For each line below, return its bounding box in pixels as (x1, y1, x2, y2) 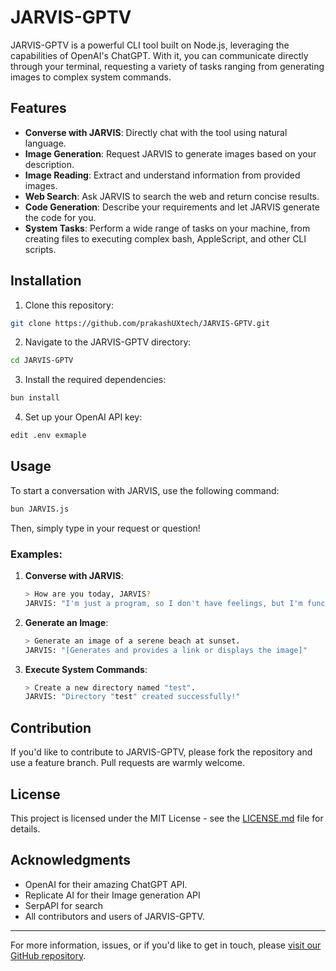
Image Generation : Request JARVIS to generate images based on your (24, 147, 317, 160)
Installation (10, 272, 82, 290)
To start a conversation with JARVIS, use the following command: (10, 484, 280, 496)
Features (10, 100, 67, 117)
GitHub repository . (10, 949, 87, 961)
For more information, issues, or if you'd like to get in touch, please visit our (10, 939, 322, 951)
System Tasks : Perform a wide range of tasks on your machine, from (24, 222, 311, 234)
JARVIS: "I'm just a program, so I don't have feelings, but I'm (24, 598, 303, 608)
